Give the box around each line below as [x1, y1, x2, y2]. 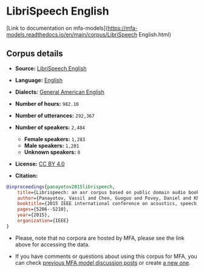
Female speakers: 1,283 [24, 135, 86, 142]
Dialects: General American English [15, 88, 104, 96]
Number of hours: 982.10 [15, 100, 79, 107]
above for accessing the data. [15, 240, 90, 248]
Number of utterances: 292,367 [15, 111, 95, 119]
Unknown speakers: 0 [24, 148, 81, 156]
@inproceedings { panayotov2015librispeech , [6, 184, 115, 190]
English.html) [138, 30, 172, 38]
